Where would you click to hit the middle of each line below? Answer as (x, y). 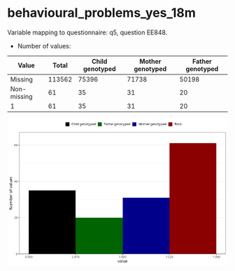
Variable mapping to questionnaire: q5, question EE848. (87, 32)
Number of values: (44, 46)
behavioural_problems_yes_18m (101, 13)
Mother (150, 62)
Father (202, 62)
